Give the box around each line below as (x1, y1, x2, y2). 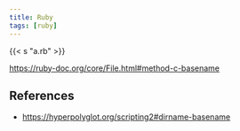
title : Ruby (9, 12, 53, 22)
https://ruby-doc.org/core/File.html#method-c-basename (9, 63, 220, 73)
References (9, 88, 75, 103)
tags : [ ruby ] (9, 21, 58, 30)
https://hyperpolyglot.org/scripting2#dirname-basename (21, 112, 231, 122)
